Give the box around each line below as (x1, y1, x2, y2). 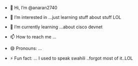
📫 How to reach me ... (9, 34, 56, 40)
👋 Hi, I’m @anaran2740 (9, 5, 57, 10)
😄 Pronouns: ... (9, 45, 42, 51)
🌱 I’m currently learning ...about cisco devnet (9, 24, 102, 30)
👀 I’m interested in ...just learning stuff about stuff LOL (9, 14, 121, 20)
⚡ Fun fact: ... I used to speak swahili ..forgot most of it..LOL (9, 55, 133, 61)
